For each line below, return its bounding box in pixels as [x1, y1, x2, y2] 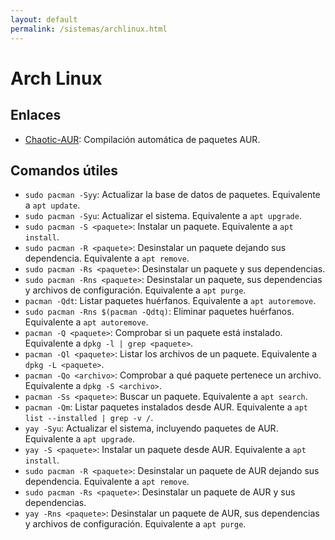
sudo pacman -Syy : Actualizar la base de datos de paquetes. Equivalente [24, 189, 321, 201]
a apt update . [24, 199, 81, 211]
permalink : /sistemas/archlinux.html [10, 24, 168, 34]
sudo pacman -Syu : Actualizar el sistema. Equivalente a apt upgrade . [24, 210, 302, 222]
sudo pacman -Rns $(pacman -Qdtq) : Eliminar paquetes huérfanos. [24, 306, 295, 318]
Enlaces [10, 107, 62, 124]
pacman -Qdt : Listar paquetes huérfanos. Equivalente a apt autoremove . [24, 295, 317, 307]
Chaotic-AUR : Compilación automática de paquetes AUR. [24, 133, 261, 145]
